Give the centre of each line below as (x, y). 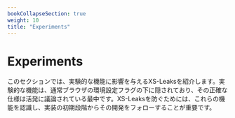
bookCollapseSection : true (47, 14)
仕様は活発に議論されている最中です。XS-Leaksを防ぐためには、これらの (113, 99)
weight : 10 (23, 20)
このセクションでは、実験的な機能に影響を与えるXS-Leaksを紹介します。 (113, 82)
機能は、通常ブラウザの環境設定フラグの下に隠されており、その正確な (127, 90)
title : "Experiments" (39, 27)
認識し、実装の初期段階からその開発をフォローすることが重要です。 (117, 108)
